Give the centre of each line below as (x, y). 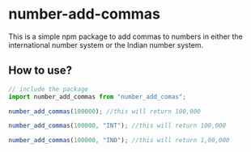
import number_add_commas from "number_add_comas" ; (97, 97)
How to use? (40, 71)
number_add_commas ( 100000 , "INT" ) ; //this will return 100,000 (117, 126)
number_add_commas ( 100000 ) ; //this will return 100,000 (104, 111)
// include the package (49, 89)
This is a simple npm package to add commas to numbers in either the (125, 36)
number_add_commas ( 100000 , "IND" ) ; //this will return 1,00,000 (119, 141)
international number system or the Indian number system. (106, 44)
